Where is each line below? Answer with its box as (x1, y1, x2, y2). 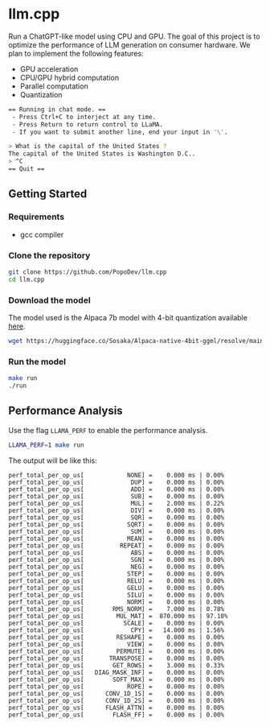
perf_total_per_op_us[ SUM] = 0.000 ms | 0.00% (8, 527, 225, 535)
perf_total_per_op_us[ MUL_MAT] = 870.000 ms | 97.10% (8, 612, 228, 620)
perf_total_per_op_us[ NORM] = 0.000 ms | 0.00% (8, 597, 225, 606)
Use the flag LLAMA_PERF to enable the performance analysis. (8, 425, 208, 435)
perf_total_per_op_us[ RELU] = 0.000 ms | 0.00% (8, 576, 225, 584)
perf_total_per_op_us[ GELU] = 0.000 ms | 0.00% (8, 584, 225, 592)
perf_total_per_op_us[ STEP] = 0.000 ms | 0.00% (8, 569, 225, 578)
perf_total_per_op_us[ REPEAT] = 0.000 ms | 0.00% (8, 541, 225, 550)
